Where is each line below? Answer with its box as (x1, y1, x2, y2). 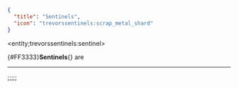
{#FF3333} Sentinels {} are (7, 53, 84, 61)
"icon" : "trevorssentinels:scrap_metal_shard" (13, 20, 154, 27)
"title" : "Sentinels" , (13, 13, 81, 20)
